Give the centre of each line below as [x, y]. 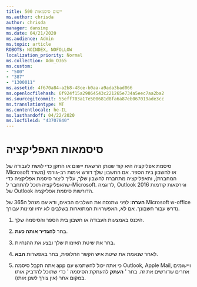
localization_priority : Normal [44, 55]
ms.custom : [19, 66]
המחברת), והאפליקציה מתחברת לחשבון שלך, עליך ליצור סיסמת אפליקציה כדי [91, 178]
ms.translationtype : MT [35, 104]
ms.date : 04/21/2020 [31, 33]
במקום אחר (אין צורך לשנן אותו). [50, 278]
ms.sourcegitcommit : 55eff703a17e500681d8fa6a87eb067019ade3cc [85, 99]
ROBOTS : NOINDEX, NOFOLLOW [39, 50]
